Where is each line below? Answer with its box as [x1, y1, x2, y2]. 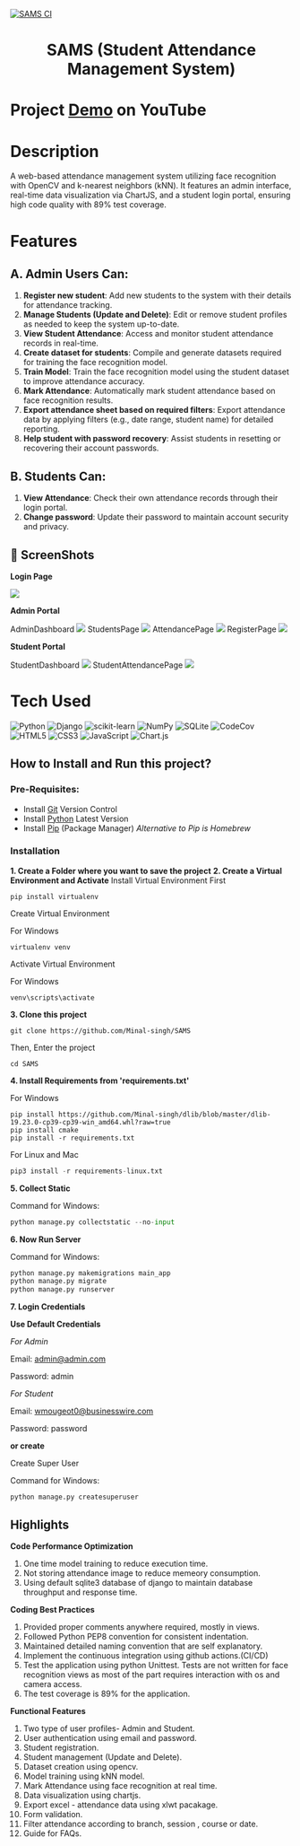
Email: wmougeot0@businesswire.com [10, 1405, 154, 1417]
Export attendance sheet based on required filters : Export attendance [22, 405, 286, 416]
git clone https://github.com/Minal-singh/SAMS [10, 1026, 192, 1036]
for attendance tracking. [22, 300, 113, 311]
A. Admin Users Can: [10, 266, 129, 282]
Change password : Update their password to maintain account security [22, 512, 289, 522]
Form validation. [22, 1809, 83, 1820]
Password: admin [10, 1371, 74, 1382]
